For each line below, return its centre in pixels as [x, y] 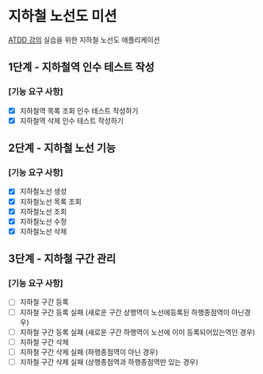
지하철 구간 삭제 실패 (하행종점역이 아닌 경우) [89, 352]
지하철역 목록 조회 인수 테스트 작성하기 [79, 110]
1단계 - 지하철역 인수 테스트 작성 [81, 67]
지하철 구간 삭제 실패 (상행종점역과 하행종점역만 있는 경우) [109, 361]
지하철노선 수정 [43, 221]
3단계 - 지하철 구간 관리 [62, 259]
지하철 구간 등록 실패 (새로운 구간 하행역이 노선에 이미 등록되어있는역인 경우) [137, 332]
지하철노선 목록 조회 [50, 201]
